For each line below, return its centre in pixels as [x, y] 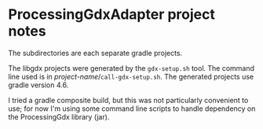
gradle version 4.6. [38, 85]
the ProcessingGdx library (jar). [59, 116]
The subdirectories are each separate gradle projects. [95, 53]
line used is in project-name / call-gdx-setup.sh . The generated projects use [131, 76]
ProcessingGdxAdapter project [112, 15]
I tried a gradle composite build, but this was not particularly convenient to [128, 100]
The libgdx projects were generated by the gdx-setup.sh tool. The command [131, 68]
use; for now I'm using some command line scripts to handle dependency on [132, 109]
